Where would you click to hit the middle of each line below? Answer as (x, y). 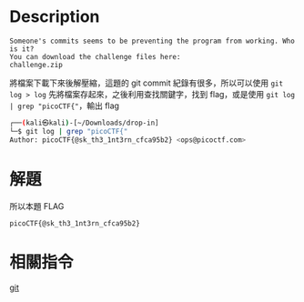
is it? (22, 49)
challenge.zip (36, 65)
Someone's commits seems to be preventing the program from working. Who (152, 41)
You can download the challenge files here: (95, 56)
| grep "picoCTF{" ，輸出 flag (65, 106)
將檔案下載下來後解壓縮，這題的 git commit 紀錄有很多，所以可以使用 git (147, 83)
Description (55, 17)
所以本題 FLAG (37, 206)
